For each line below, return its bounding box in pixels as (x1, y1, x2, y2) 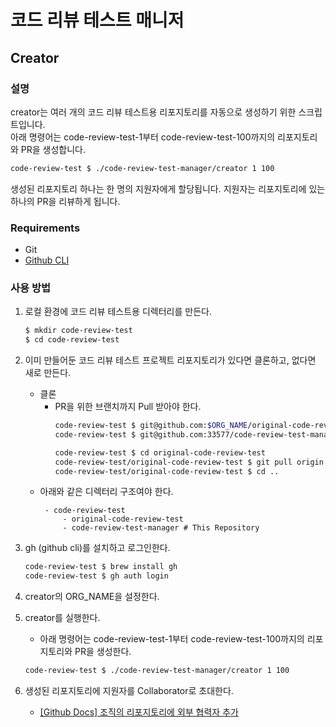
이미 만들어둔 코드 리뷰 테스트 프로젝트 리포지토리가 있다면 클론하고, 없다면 (24, 354, 317, 366)
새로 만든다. (24, 367, 72, 379)
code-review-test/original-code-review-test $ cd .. (54, 466, 280, 476)
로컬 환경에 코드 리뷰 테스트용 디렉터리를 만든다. (24, 306, 212, 318)
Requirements (10, 221, 81, 235)
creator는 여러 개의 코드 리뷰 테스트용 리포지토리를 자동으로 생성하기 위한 (10, 106, 297, 118)
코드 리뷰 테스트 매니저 (10, 9, 185, 32)
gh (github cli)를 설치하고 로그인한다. (24, 542, 171, 554)
